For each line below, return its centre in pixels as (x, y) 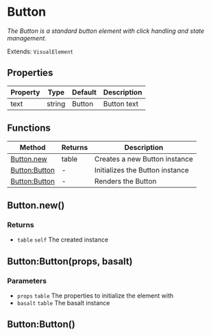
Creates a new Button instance (144, 159)
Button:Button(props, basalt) (70, 261)
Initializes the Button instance (142, 170)
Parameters (27, 281)
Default (84, 92)
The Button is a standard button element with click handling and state (106, 31)
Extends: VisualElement (40, 51)
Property (25, 92)
